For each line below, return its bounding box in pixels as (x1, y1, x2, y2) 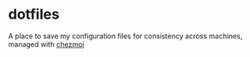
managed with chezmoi (8, 39, 85, 48)
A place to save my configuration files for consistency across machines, (8, 31, 243, 41)
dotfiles (8, 5, 60, 23)
